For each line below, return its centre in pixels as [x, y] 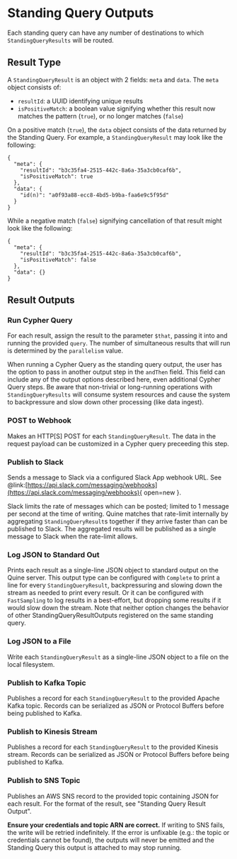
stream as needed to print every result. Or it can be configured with [105, 593]
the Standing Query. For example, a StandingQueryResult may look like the [115, 137]
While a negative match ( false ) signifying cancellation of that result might [115, 221]
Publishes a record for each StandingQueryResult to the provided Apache [114, 698]
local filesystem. [31, 664]
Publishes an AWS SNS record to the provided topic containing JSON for [113, 796]
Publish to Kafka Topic [47, 682]
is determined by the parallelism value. [65, 351]
